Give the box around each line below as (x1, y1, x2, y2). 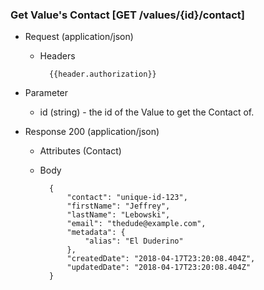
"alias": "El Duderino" (84, 236, 184, 247)
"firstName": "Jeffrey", (66, 201, 171, 212)
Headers (39, 50, 76, 62)
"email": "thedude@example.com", (66, 219, 207, 229)
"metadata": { (66, 228, 126, 238)
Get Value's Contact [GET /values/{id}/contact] (10, 8, 245, 22)
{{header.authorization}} (48, 69, 157, 80)
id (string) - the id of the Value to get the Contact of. (39, 106, 255, 118)
